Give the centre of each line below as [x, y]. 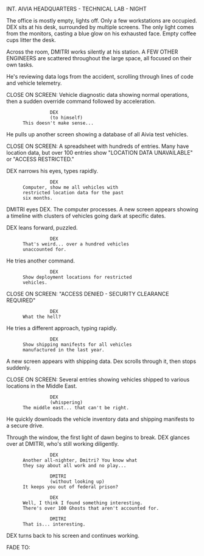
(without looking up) [77, 482]
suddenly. [19, 368]
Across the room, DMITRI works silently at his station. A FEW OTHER [92, 52]
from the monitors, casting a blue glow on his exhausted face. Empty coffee [101, 33]
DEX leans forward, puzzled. [42, 227]
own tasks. [20, 65]
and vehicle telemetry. [34, 83]
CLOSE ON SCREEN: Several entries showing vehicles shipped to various [98, 379]
